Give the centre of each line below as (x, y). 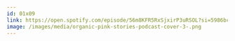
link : (14, 20)
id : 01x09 (21, 14)
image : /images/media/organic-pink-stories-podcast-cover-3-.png (104, 26)
